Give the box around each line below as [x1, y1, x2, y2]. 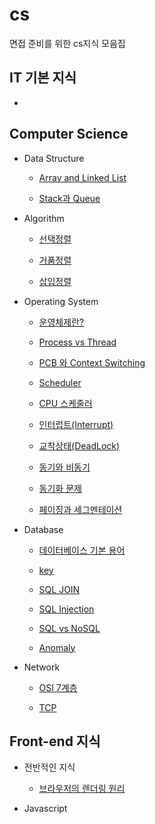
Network [23, 661, 61, 673]
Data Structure [23, 152, 85, 164]
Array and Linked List [38, 171, 127, 183]
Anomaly [38, 641, 76, 653]
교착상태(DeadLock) [38, 439, 121, 452]
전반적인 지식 [23, 761, 76, 773]
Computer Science [9, 126, 129, 143]
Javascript [23, 803, 68, 815]
